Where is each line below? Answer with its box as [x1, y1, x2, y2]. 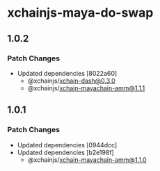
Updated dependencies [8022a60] [17, 69, 118, 77]
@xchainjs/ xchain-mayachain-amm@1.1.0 [27, 155, 147, 164]
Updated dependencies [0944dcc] [17, 140, 118, 149]
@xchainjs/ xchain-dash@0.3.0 [27, 76, 116, 85]
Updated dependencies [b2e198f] [17, 148, 115, 156]
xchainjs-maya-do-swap [7, 5, 154, 21]
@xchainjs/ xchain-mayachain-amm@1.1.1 [27, 83, 145, 92]
